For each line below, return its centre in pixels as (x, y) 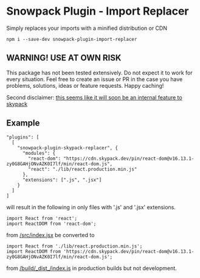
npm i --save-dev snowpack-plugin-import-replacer (72, 39)
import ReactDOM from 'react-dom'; (51, 224)
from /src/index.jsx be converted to (50, 235)
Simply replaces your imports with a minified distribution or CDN (87, 28)
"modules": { (39, 153)
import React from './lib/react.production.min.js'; (74, 246)
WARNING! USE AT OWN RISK (64, 58)
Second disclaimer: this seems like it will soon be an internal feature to (94, 97)
